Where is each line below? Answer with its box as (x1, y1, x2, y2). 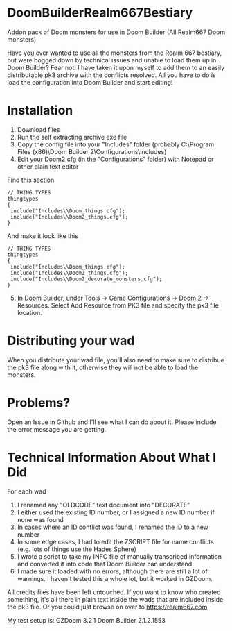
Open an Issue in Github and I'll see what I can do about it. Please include (7, 418, 217, 426)
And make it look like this (7, 231, 78, 240)
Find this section (7, 176, 55, 184)
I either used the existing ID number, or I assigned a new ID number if (17, 508, 215, 516)
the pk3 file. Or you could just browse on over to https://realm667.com (7, 603, 208, 611)
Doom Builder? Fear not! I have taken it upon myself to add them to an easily (7, 63, 225, 71)
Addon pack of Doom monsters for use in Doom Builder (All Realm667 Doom (7, 28, 226, 36)
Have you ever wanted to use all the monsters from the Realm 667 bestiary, (7, 49, 222, 57)
